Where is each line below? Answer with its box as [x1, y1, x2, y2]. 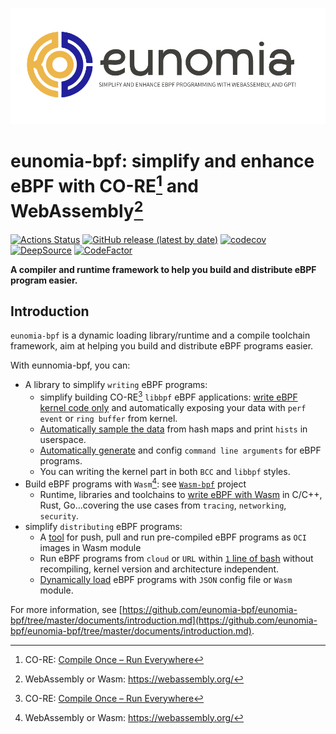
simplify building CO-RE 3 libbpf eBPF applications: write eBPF [39, 389, 298, 403]
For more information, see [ [10, 603, 123, 615]
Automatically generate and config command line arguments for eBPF [39, 444, 322, 456]
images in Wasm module [39, 541, 142, 553]
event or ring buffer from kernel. [39, 412, 178, 424]
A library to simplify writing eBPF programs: [24, 379, 208, 391]
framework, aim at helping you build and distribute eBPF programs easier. [10, 340, 314, 352]
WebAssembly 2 [10, 196, 144, 223]
